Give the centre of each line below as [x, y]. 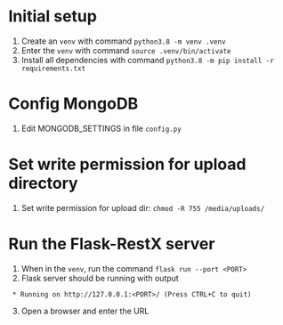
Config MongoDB [73, 104]
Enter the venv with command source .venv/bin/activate [126, 50]
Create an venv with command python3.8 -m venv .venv [123, 41]
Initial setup [53, 16]
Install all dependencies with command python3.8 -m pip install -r [148, 60]
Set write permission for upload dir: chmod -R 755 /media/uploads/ [143, 207]
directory [43, 183]
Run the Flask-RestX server [112, 244]
